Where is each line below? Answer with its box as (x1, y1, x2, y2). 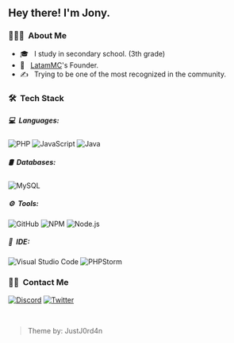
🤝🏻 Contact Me (8, 277, 69, 288)
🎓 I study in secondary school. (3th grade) (19, 49, 166, 58)
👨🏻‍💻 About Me (8, 30, 67, 41)
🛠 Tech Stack (8, 92, 65, 103)
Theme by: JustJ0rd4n (27, 325, 103, 335)
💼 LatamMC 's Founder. (19, 60, 99, 70)
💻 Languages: (8, 115, 59, 126)
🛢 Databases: (8, 158, 56, 167)
